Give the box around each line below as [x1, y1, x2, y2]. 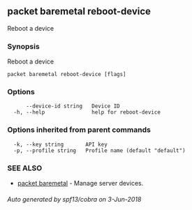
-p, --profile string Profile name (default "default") [13, 147, 186, 154]
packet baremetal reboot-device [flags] [7, 71, 127, 78]
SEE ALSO [7, 163, 43, 173]
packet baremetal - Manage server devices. [17, 179, 144, 187]
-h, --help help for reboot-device [13, 109, 161, 116]
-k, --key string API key [13, 141, 108, 148]
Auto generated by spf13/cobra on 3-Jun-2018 [7, 195, 142, 203]
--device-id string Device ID [25, 103, 120, 110]
